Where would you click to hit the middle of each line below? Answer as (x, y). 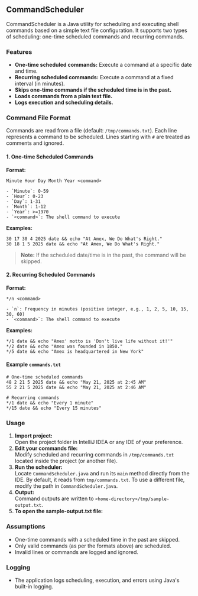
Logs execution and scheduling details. (64, 102)
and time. (26, 71)
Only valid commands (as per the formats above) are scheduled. (93, 546)
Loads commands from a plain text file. (64, 96)
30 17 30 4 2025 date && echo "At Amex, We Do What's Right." (84, 239)
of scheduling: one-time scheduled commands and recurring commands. (95, 36)
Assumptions (26, 527)
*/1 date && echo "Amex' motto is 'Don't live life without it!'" (90, 341)
